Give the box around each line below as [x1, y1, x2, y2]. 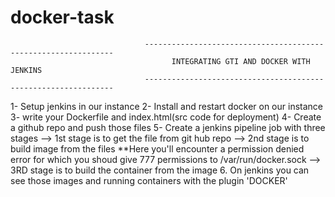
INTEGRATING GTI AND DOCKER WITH [171, 56, 311, 66]
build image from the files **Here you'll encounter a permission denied [10, 142, 305, 155]
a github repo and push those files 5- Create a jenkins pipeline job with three [10, 121, 326, 133]
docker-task [10, 6, 115, 29]
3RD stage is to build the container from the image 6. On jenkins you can [10, 164, 310, 176]
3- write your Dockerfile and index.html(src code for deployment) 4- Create [10, 111, 322, 123]
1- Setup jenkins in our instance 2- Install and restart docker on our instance [10, 100, 323, 112]
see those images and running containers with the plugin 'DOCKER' [10, 174, 288, 186]
